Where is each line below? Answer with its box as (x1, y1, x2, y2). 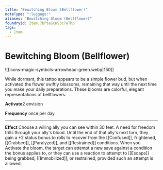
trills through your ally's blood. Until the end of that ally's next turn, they (5, 129, 149, 135)
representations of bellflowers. (5, 91, 66, 97)
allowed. (5, 160, 22, 166)
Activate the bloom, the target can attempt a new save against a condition (5, 145, 153, 151)
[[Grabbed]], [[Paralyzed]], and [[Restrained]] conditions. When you (5, 139, 141, 146)
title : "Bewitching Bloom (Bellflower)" (5, 7, 88, 12)
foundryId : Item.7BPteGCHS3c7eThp (5, 20, 75, 26)
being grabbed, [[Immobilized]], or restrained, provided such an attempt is (5, 155, 154, 161)
